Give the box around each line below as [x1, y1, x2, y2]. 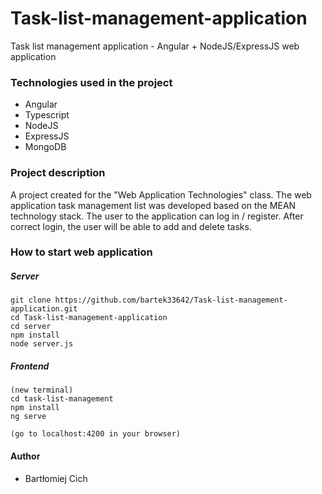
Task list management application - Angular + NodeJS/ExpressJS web [10, 40, 300, 52]
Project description [10, 166, 106, 180]
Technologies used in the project [10, 75, 173, 89]
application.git [10, 304, 78, 314]
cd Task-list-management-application [10, 313, 168, 323]
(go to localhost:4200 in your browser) [10, 429, 182, 439]
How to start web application [10, 245, 153, 259]
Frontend [10, 360, 50, 372]
